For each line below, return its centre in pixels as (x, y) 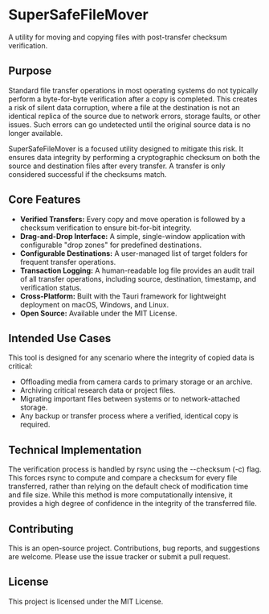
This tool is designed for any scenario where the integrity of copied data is (131, 358)
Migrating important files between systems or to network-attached (130, 399)
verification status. (51, 287)
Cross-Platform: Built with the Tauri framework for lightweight (123, 296)
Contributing (41, 529)
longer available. (36, 133)
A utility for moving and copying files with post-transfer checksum (118, 37)
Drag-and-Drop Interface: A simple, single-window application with (132, 236)
